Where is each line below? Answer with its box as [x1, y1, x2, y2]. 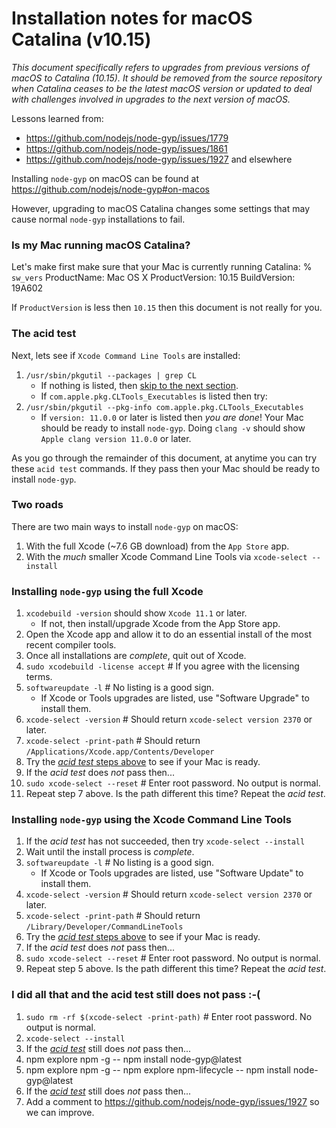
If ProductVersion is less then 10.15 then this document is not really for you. [11, 302, 323, 314]
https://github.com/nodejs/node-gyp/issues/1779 [25, 132, 229, 144]
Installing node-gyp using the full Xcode [11, 584, 204, 598]
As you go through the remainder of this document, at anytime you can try [11, 452, 318, 464]
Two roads [11, 498, 64, 512]
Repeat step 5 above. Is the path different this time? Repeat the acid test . [25, 963, 327, 975]
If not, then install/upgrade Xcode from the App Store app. [40, 618, 281, 630]
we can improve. [25, 1106, 95, 1118]
